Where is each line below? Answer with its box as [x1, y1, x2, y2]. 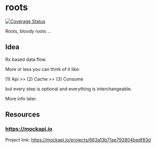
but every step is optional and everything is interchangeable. [5, 86, 132, 92]
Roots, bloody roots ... [5, 28, 52, 34]
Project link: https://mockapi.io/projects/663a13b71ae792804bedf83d [5, 137, 151, 143]
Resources [5, 110, 40, 119]
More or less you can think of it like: [5, 66, 80, 72]
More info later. [5, 95, 37, 101]
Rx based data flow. [5, 56, 47, 62]
